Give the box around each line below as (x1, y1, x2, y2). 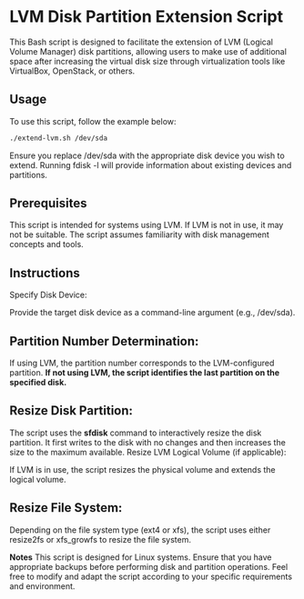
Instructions (9, 265, 80, 281)
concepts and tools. (9, 239, 84, 250)
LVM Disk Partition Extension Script (9, 6, 284, 27)
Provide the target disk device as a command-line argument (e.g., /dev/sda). (9, 307, 296, 318)
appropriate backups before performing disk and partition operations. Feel (9, 561, 289, 572)
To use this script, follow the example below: (9, 115, 177, 126)
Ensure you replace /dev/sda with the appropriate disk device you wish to (9, 150, 285, 161)
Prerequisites (9, 195, 87, 211)
